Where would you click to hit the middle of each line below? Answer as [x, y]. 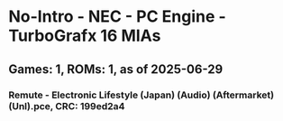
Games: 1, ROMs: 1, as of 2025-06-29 [116, 69]
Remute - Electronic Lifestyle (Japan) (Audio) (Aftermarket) [141, 95]
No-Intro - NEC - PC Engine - [117, 17]
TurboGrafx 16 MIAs [85, 36]
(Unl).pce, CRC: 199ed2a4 [67, 106]
